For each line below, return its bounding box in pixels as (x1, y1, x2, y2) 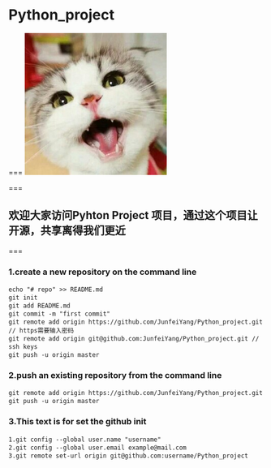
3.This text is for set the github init (8, 416, 147, 427)
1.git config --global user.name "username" (8, 436, 161, 444)
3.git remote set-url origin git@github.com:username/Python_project (8, 452, 249, 460)
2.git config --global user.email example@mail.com (8, 444, 187, 452)
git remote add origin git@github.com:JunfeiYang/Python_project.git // (8, 335, 260, 343)
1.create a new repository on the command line (8, 266, 197, 277)
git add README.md (8, 302, 71, 310)
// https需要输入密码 (8, 327, 75, 335)
